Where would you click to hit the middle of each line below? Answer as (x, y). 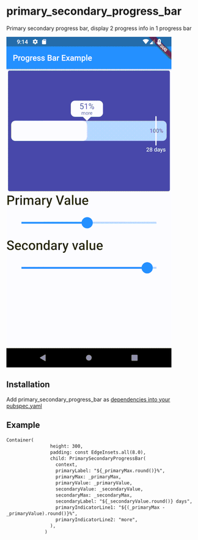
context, (67, 464)
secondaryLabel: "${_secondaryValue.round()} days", (124, 501)
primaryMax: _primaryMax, (88, 477)
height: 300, (67, 446)
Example (23, 425)
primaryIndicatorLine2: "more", (97, 519)
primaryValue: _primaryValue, (94, 483)
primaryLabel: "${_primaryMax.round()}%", (110, 471)
